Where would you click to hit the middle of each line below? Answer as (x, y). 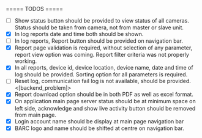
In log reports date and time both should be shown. (79, 34)
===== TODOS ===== (35, 9)
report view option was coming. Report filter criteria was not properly (102, 55)
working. (26, 61)
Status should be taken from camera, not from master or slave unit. (99, 27)
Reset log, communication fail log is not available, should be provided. (103, 81)
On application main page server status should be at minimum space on (105, 101)
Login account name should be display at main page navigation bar (99, 121)
